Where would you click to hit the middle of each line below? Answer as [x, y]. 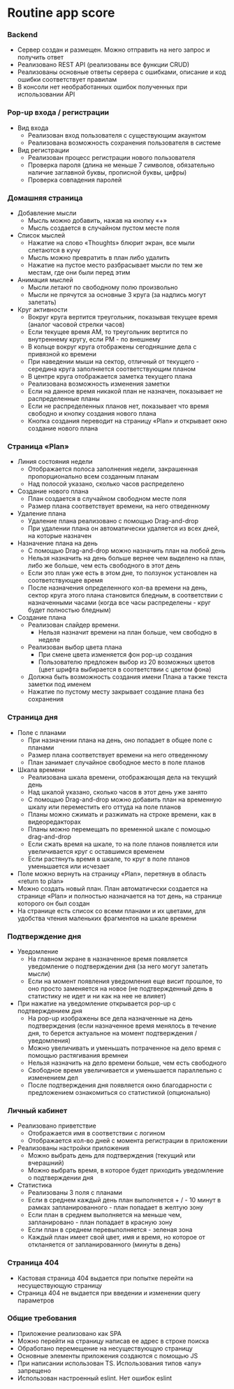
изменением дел [53, 1077]
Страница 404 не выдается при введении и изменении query [109, 1293]
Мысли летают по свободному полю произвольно [103, 287]
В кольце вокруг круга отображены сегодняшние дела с [112, 347]
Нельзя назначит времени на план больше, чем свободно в [128, 632]
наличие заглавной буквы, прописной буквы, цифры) [107, 172]
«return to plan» [41, 881]
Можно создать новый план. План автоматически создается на [112, 888]
